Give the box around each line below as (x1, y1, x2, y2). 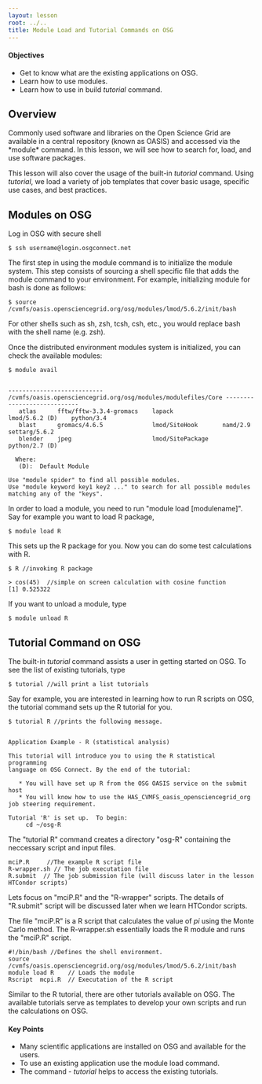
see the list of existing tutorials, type (8, 666, 126, 675)
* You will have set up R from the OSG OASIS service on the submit (18, 780, 247, 787)
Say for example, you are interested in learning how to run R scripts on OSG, (8, 694, 255, 704)
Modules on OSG (8, 208, 93, 221)
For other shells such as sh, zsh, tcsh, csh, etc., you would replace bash (8, 319, 241, 329)
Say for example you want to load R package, (8, 512, 155, 522)
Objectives (8, 50, 45, 60)
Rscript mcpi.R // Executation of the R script (8, 976, 174, 984)
